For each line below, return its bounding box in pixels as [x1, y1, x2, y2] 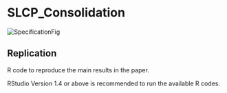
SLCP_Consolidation [7, 5, 126, 21]
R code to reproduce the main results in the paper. [7, 65, 150, 74]
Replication [7, 48, 57, 59]
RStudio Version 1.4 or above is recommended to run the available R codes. [7, 79, 220, 87]
